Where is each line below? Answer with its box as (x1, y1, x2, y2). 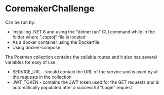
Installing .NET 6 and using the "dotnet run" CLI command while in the (12, 29, 155, 34)
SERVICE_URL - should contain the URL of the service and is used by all (12, 68, 159, 74)
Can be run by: (5, 19, 36, 25)
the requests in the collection (12, 74, 72, 80)
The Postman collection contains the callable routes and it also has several (5, 54, 157, 60)
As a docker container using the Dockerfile (12, 39, 100, 45)
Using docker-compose (12, 44, 61, 50)
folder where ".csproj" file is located (12, 34, 85, 40)
